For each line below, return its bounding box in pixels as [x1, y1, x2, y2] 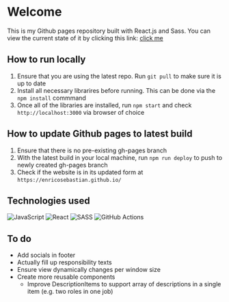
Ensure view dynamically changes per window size [16, 266, 161, 274]
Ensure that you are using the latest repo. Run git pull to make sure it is [16, 72, 222, 80]
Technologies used [7, 195, 90, 206]
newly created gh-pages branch [16, 161, 108, 169]
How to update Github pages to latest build [7, 128, 193, 140]
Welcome [7, 4, 62, 20]
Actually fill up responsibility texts [16, 258, 112, 266]
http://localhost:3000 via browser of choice [16, 108, 145, 116]
